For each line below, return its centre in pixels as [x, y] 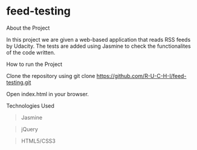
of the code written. [31, 52]
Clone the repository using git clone [51, 76]
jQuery [29, 129]
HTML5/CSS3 [38, 141]
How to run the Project [34, 64]
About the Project [28, 28]
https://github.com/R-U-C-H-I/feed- [141, 76]
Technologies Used [30, 106]
